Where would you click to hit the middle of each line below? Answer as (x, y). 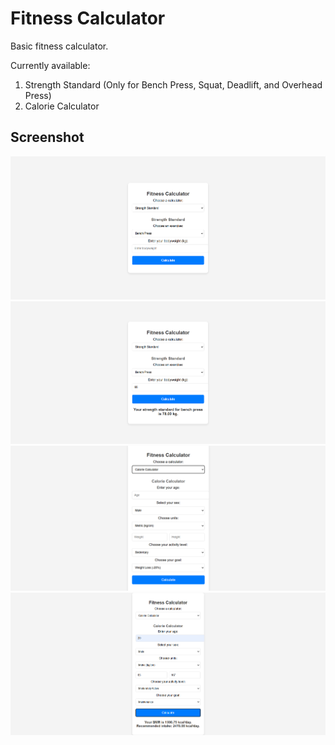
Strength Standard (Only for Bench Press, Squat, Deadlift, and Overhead (173, 84)
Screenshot (47, 137)
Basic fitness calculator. (59, 46)
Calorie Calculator (62, 106)
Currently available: (50, 65)
